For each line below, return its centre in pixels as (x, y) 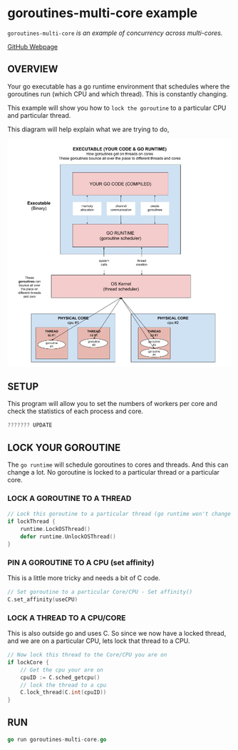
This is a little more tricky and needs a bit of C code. (84, 578)
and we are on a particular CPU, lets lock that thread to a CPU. (99, 641)
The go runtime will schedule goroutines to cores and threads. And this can (118, 465)
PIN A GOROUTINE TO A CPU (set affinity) (81, 562)
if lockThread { (31, 522)
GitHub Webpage (33, 46)
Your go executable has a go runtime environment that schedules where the (119, 86)
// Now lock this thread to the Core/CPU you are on (87, 655)
